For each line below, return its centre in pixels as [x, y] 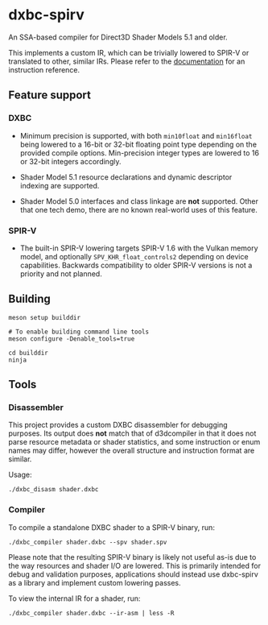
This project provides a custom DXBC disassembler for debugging [118, 425]
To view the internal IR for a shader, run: [74, 598]
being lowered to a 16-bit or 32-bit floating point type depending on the [138, 144]
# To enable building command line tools [79, 332]
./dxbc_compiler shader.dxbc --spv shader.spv [88, 542]
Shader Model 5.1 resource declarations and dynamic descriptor [126, 177]
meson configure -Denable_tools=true [72, 339]
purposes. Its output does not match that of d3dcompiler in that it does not [132, 433]
